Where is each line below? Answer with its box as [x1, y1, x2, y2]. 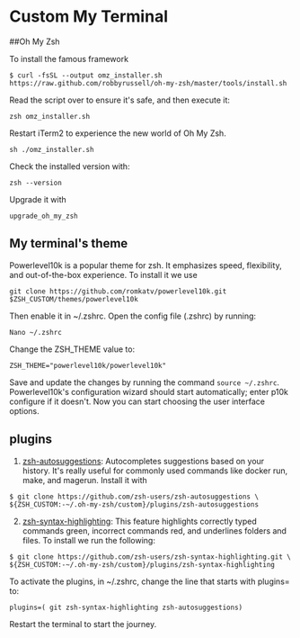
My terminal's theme [9, 236, 128, 251]
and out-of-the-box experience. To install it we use [9, 269, 198, 280]
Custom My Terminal [9, 6, 169, 27]
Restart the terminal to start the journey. [9, 618, 157, 629]
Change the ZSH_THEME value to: [9, 344, 136, 355]
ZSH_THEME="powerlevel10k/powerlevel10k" [9, 361, 167, 370]
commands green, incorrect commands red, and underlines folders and [22, 525, 287, 536]
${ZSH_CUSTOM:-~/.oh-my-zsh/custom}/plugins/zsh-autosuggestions [9, 499, 259, 509]
